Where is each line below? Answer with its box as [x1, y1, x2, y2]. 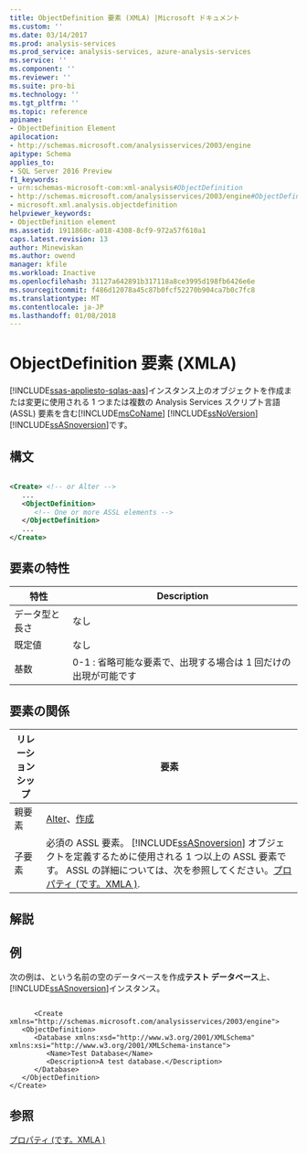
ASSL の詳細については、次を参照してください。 [65, 863, 274, 876]
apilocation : [9, 133, 59, 142]
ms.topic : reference [9, 107, 89, 116]
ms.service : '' [9, 56, 68, 65]
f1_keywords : [9, 175, 59, 184]
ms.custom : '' [9, 22, 64, 31]
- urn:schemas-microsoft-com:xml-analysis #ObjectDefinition [9, 184, 244, 193]
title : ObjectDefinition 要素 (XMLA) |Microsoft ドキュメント [9, 13, 240, 23]
